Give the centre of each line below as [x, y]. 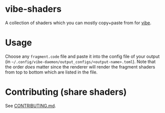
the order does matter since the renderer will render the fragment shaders [80, 67]
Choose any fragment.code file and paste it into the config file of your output [82, 56]
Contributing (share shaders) [66, 92]
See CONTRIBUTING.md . [31, 106]
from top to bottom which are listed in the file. [51, 72]
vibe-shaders [33, 9]
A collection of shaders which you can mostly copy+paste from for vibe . [78, 23]
